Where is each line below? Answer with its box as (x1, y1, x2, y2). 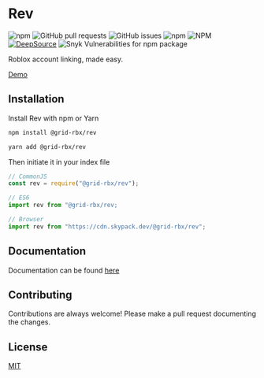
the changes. (8, 317, 51, 327)
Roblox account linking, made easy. (8, 54, 124, 64)
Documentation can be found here (8, 265, 120, 275)
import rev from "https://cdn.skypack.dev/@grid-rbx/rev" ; (8, 222, 206, 231)
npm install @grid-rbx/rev (8, 128, 97, 136)
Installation (8, 92, 65, 106)
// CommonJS (8, 172, 47, 180)
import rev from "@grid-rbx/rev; (8, 202, 118, 209)
